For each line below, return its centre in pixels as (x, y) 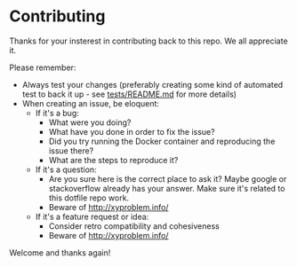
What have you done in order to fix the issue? (132, 131)
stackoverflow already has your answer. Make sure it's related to (167, 188)
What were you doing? (90, 122)
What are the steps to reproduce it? (113, 160)
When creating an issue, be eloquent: (91, 103)
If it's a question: (66, 169)
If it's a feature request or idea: (92, 216)
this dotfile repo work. (89, 198)
